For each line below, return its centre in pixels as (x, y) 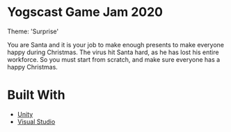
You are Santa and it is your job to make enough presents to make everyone (116, 44)
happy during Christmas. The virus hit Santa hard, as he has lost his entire (113, 52)
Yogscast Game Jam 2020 (85, 12)
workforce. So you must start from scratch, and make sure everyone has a (114, 59)
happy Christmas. (32, 67)
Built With (36, 95)
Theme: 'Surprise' (33, 31)
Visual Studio (36, 122)
